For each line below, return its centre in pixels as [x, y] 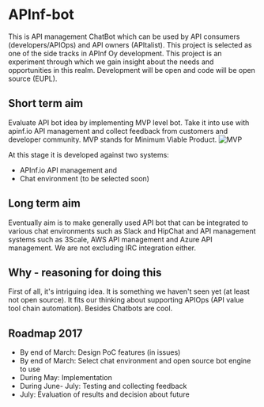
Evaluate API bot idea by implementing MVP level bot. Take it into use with [129, 122]
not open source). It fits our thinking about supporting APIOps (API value [126, 300]
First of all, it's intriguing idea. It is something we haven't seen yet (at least [129, 291]
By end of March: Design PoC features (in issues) [100, 352]
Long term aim [44, 203]
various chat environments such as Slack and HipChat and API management [132, 230]
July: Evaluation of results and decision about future [104, 394]
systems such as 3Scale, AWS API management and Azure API [110, 239]
